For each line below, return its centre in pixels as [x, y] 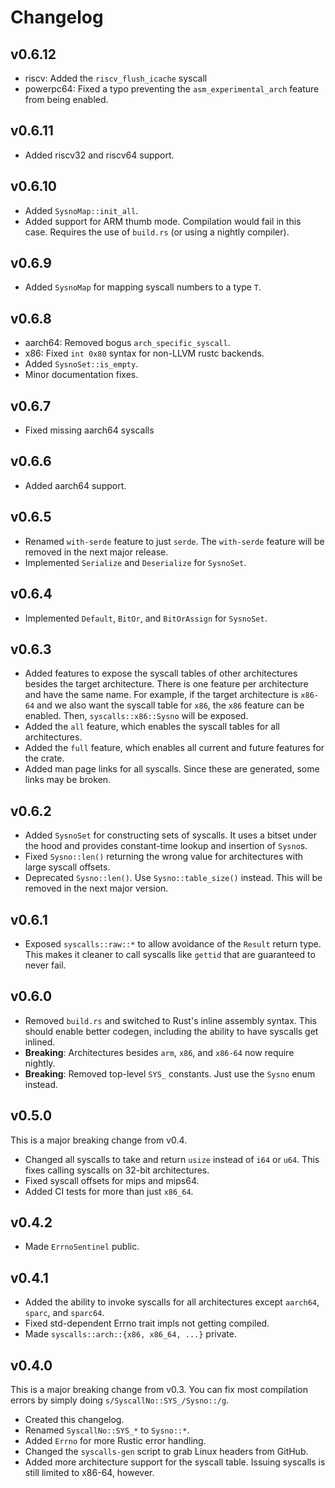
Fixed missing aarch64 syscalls [89, 430]
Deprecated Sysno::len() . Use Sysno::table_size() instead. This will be [173, 878]
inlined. [40, 1042]
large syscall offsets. [67, 867]
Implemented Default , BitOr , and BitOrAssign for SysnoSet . [146, 618]
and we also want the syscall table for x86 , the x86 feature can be [170, 705]
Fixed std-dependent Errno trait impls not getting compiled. [147, 1323]
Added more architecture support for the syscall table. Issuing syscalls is [175, 1462]
